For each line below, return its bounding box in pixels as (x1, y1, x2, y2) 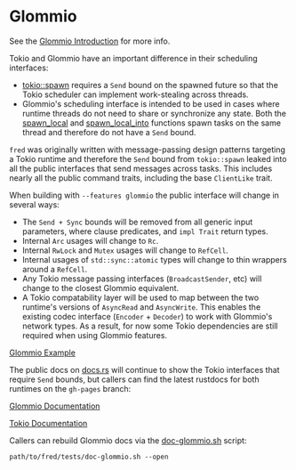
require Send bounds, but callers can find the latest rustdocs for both (9, 374, 260, 385)
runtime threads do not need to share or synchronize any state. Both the (21, 108, 287, 118)
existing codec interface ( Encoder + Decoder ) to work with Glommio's (21, 311, 273, 321)
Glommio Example (9, 347, 76, 358)
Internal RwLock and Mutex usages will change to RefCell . (21, 245, 228, 255)
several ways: (9, 199, 60, 210)
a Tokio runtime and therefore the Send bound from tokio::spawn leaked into (9, 153, 287, 164)
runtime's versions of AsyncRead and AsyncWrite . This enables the (21, 301, 261, 312)
